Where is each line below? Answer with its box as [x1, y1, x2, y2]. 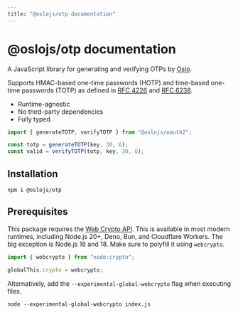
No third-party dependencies [17, 107, 104, 116]
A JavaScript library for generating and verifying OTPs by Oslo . [7, 65, 193, 73]
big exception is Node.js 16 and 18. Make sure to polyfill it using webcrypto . [7, 240, 225, 248]
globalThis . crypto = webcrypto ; [7, 266, 103, 274]
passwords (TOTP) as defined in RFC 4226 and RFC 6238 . [21, 86, 193, 95]
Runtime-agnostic [17, 100, 70, 108]
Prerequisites [7, 205, 68, 218]
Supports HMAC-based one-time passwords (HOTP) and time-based [7, 78, 210, 87]
